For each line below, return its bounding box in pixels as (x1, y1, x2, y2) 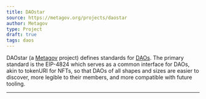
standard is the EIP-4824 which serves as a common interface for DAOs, (6, 61, 190, 68)
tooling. (6, 80, 26, 87)
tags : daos (6, 37, 34, 43)
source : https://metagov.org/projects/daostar (6, 15, 128, 21)
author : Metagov (6, 20, 48, 26)
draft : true (6, 32, 37, 38)
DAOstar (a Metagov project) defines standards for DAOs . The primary (6, 54, 184, 61)
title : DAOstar (6, 9, 45, 15)
